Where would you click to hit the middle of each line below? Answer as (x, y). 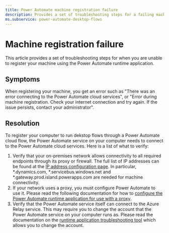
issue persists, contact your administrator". (50, 107)
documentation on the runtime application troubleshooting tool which (84, 220)
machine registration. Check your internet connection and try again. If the (81, 102)
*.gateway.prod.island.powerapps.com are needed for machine (78, 177)
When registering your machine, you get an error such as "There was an (80, 92)
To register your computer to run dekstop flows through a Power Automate (82, 135)
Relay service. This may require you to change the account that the (82, 209)
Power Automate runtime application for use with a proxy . (72, 198)
